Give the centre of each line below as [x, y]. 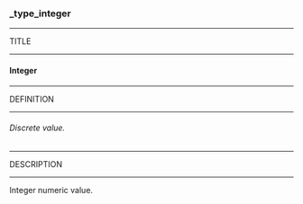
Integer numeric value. [51, 190]
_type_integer [41, 13]
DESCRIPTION [36, 164]
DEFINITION [32, 99]
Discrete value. [37, 128]
